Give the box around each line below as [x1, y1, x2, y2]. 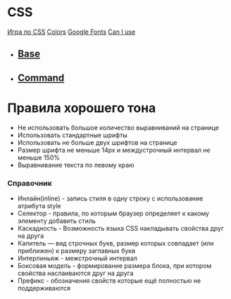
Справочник [7, 178, 53, 188]
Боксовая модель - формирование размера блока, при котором [17, 261, 212, 269]
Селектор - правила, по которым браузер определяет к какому [17, 209, 210, 217]
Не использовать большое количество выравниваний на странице [17, 123, 220, 132]
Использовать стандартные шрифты [17, 131, 128, 139]
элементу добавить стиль [17, 216, 96, 225]
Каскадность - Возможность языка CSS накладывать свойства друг [17, 224, 224, 232]
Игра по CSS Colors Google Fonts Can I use [7, 27, 136, 36]
